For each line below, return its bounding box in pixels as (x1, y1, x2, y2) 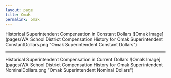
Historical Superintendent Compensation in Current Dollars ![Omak (5, 57, 145, 63)
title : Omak (5, 12, 31, 17)
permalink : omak (5, 17, 40, 22)
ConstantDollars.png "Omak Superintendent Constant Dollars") (5, 42, 137, 48)
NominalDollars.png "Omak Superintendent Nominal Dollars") (5, 67, 134, 73)
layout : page (5, 7, 33, 13)
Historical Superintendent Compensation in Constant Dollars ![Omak (5, 31, 148, 37)
